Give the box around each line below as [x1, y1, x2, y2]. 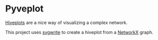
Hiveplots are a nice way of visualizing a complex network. [5, 19, 128, 25]
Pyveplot [5, 3, 44, 14]
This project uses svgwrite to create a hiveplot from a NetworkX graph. [5, 29, 153, 35]
